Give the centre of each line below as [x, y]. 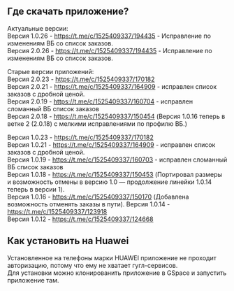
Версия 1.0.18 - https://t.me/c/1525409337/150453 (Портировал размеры [115, 174]
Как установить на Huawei [68, 241]
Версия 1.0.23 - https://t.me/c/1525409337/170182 [80, 137]
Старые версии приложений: [51, 71]
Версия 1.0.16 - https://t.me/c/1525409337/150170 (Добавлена [98, 197]
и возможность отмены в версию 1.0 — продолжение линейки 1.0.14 [109, 182]
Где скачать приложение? [68, 12]
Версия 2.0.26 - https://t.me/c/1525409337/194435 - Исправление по [110, 50]
